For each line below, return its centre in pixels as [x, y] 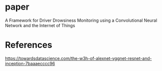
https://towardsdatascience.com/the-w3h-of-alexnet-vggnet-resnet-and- [79, 58]
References [29, 45]
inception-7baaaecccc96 [30, 63]
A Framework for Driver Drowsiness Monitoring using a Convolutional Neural [81, 20]
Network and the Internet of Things [40, 25]
